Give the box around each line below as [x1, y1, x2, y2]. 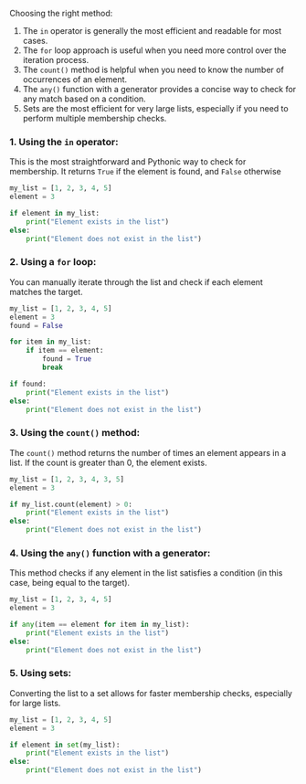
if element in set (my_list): [9, 740, 121, 749]
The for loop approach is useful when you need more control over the [22, 45, 287, 56]
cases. [22, 36, 48, 46]
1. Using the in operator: [9, 135, 119, 148]
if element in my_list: [9, 209, 100, 218]
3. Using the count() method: [9, 427, 141, 440]
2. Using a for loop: [9, 256, 97, 269]
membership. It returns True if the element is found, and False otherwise [9, 166, 281, 177]
